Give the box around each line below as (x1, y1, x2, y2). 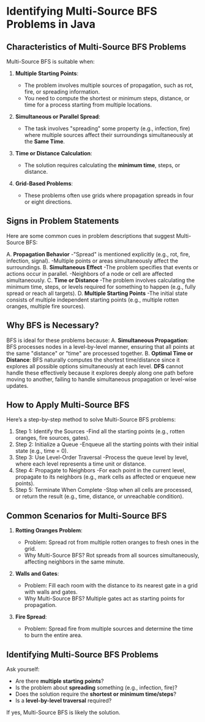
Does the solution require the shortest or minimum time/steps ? (15, 690, 176, 698)
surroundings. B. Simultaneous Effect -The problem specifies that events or (6, 263, 199, 270)
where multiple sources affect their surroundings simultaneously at (24, 132, 193, 138)
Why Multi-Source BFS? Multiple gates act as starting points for (24, 595, 185, 602)
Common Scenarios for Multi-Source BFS (6, 510, 167, 521)
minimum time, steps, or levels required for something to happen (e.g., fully (6, 283, 196, 290)
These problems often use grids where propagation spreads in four (24, 192, 194, 199)
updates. (6, 382, 29, 389)
